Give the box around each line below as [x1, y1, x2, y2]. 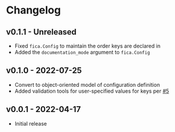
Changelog [6, 4, 61, 17]
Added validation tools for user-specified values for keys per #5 [14, 87, 169, 94]
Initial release [14, 120, 47, 127]
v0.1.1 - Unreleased [6, 27, 77, 37]
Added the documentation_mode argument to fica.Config [14, 49, 150, 56]
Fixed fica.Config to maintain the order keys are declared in [14, 42, 160, 49]
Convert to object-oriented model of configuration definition [14, 81, 160, 88]
